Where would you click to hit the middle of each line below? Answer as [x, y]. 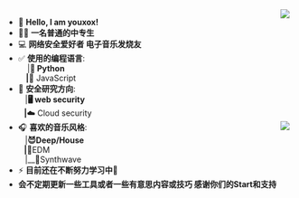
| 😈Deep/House [54, 140]
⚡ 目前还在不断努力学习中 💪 [68, 170]
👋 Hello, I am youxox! [58, 22]
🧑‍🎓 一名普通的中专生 [56, 33]
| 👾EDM [37, 150]
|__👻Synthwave [53, 159]
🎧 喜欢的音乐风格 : [52, 127]
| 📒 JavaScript [51, 78]
